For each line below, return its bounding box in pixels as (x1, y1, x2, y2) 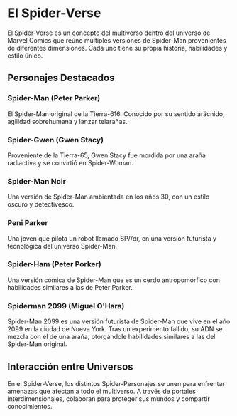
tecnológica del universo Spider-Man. (7, 241, 118, 250)
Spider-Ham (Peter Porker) (7, 259, 101, 269)
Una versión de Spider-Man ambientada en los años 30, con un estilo (7, 192, 210, 201)
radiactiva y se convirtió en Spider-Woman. (7, 158, 133, 167)
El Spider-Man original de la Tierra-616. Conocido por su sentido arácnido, (7, 109, 225, 118)
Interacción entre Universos (7, 360, 133, 373)
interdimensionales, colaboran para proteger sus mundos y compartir (7, 394, 211, 403)
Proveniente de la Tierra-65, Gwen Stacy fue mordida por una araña (7, 151, 206, 160)
